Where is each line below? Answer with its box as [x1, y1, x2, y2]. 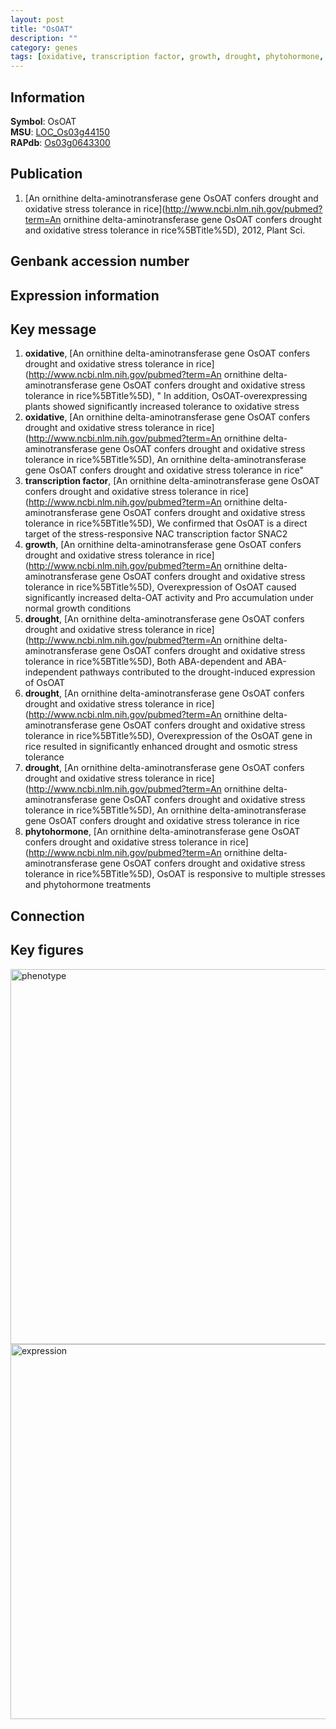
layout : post [10, 14, 65, 25]
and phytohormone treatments [24, 879, 152, 891]
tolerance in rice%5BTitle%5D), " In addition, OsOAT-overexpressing [24, 390, 308, 402]
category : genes [10, 42, 78, 53]
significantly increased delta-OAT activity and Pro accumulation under [24, 592, 315, 604]
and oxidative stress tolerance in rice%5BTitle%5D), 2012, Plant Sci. [24, 224, 306, 236]
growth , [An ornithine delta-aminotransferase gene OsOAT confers [24, 539, 302, 551]
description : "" [10, 33, 78, 43]
